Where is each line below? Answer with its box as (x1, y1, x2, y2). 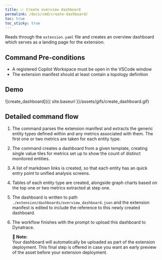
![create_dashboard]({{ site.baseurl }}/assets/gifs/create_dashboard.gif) (5, 98, 149, 104)
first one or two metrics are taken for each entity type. (12, 136, 121, 142)
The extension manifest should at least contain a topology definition (12, 72, 148, 77)
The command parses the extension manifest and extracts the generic (12, 125, 153, 131)
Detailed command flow (5, 112, 79, 121)
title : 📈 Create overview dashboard (5, 7, 81, 12)
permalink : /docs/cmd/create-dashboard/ (5, 12, 89, 17)
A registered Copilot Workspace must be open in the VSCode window (12, 66, 152, 72)
